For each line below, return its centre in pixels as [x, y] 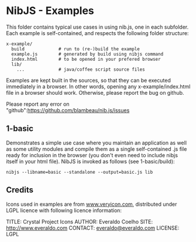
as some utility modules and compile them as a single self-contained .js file [97, 149]
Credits [20, 190]
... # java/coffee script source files [81, 69]
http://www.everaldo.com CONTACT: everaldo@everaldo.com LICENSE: [93, 228]
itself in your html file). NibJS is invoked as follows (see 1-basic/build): [90, 161]
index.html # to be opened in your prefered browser [86, 59]
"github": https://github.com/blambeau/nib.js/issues [68, 110]
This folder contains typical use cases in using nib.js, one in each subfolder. [97, 27]
